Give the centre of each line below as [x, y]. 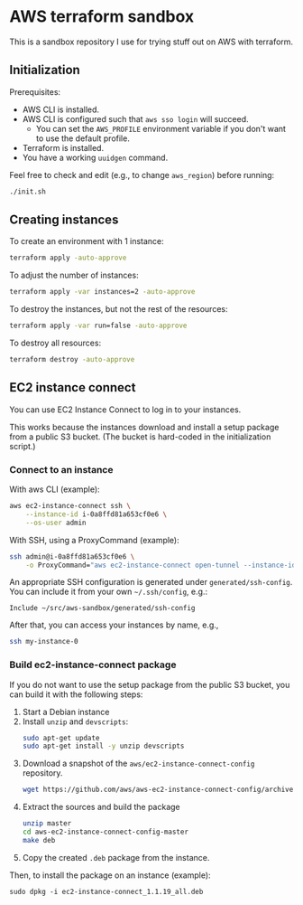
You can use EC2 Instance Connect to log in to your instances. [125, 410]
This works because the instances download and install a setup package [144, 427]
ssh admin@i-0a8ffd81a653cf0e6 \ [72, 556]
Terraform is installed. [63, 147]
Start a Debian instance [66, 712]
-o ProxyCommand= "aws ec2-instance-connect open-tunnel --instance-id [161, 565]
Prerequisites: [35, 91]
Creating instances [64, 220]
